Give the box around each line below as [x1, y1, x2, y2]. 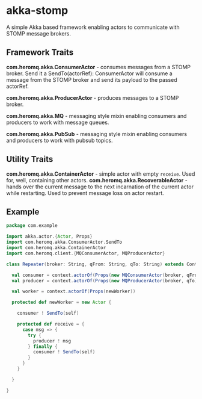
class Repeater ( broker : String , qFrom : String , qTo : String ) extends [6, 261, 185, 267]
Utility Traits [6, 154, 54, 164]
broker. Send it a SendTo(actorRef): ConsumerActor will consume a [6, 70, 173, 77]
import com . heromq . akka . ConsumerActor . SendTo [6, 239, 122, 246]
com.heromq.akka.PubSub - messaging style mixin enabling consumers [6, 130, 188, 137]
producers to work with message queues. [6, 119, 109, 126]
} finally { [28, 344, 58, 350]
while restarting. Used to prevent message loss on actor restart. [6, 189, 164, 196]
